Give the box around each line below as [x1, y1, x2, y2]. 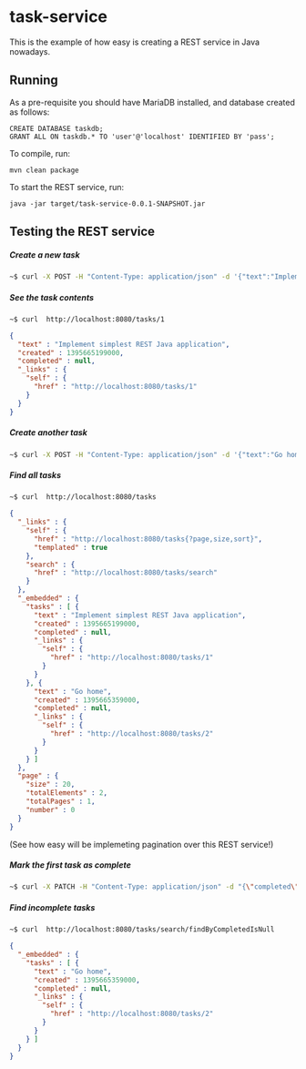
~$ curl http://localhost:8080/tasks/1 [9, 314, 166, 324]
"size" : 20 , [25, 780, 76, 789]
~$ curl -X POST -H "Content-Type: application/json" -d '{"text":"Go [9, 450, 283, 459]
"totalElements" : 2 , [25, 789, 107, 798]
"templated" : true [33, 543, 107, 552]
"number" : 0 [25, 805, 76, 814]
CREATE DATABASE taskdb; [9, 124, 104, 133]
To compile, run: [9, 148, 71, 158]
